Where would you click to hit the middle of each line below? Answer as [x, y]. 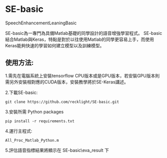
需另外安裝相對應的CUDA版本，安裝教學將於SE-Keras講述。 [67, 82]
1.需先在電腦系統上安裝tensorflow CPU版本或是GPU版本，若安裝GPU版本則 [83, 76]
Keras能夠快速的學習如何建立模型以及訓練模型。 [55, 45]
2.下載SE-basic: [21, 92]
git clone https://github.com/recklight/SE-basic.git [62, 102]
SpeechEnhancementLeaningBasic [41, 23]
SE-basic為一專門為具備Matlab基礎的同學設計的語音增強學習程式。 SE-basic [84, 33]
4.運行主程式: [19, 131]
